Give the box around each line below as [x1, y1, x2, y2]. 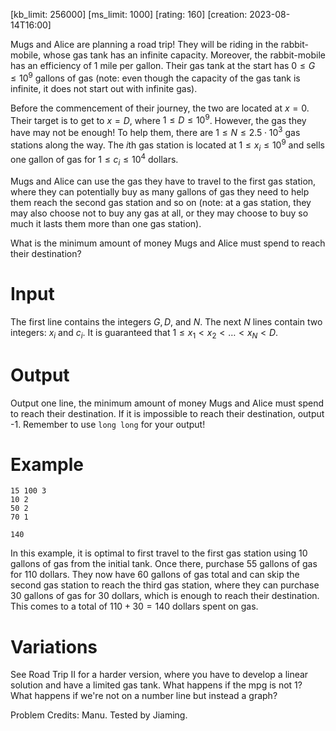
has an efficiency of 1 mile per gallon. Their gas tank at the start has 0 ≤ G [10, 60, 316, 71]
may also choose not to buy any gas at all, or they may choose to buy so [10, 207, 309, 219]
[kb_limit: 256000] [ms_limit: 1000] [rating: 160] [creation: [10, 9, 248, 20]
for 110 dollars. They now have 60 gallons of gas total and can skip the [10, 569, 300, 581]
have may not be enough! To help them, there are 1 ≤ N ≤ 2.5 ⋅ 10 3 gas [10, 125, 301, 138]
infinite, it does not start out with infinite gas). [10, 82, 198, 94]
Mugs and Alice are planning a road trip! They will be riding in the [10, 39, 279, 50]
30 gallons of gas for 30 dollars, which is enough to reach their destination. [10, 590, 320, 602]
